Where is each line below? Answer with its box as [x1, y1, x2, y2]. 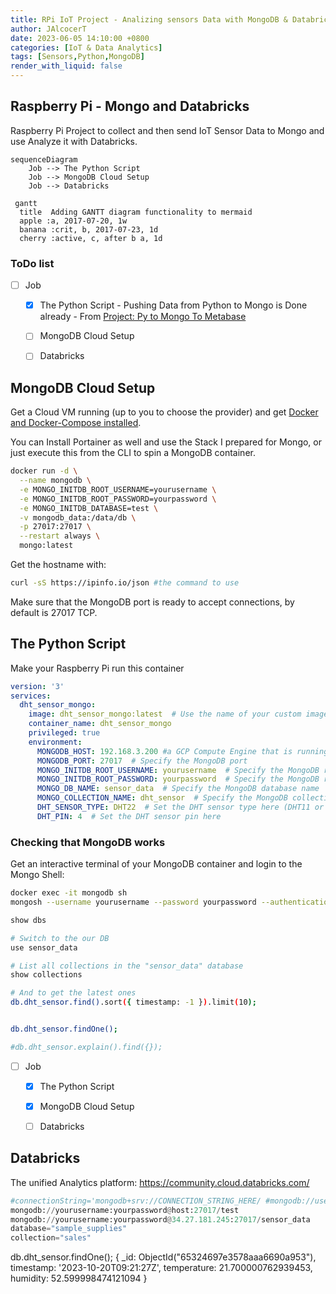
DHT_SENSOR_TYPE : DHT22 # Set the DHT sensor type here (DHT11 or [36, 802, 325, 813]
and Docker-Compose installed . [10, 417, 142, 429]
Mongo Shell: [10, 869, 65, 881]
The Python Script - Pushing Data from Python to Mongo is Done [39, 299, 308, 311]
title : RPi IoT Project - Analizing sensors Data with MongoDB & [10, 14, 288, 25]
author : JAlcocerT [10, 24, 87, 34]
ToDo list [10, 256, 55, 270]
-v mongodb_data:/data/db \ [19, 512, 137, 523]
